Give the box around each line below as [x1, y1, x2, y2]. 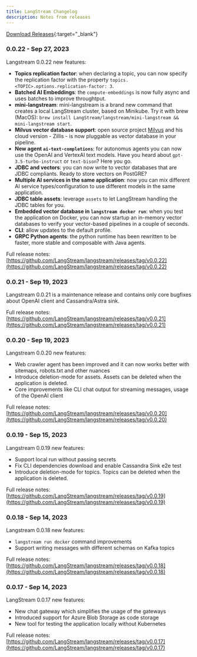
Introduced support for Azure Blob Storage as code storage [14, 614, 159, 621]
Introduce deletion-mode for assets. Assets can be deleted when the [14, 373, 182, 380]
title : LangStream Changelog [6, 8, 78, 15]
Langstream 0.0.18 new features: [6, 526, 85, 534]
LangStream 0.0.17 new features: [6, 596, 85, 603]
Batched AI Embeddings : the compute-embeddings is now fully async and [14, 88, 190, 96]
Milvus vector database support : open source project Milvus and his [14, 126, 183, 133]
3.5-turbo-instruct [14, 159, 63, 165]
